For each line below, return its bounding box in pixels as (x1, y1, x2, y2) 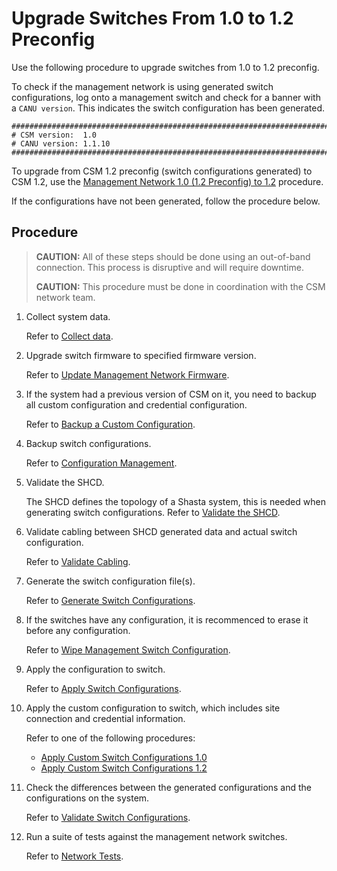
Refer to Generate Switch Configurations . (25, 594, 196, 606)
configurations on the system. (25, 792, 150, 804)
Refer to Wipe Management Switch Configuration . (25, 643, 231, 656)
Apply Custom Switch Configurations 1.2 (40, 762, 208, 774)
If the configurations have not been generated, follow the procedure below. (11, 195, 321, 207)
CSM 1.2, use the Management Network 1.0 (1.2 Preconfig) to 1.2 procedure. (11, 175, 324, 187)
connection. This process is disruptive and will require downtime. (35, 261, 304, 273)
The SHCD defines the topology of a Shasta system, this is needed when (25, 495, 326, 507)
